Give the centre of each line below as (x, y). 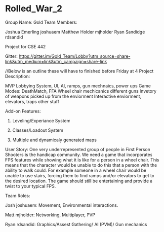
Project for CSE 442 (25, 46)
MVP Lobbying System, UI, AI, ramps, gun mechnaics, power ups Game (78, 86)
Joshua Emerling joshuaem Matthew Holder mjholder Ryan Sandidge (75, 32)
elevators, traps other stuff (32, 101)
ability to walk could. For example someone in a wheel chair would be (76, 170)
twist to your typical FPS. (31, 186)
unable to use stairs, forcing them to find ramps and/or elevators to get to (80, 175)
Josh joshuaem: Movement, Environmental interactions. (62, 205)
